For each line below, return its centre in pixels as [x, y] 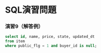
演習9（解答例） [24, 26]
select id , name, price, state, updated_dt [50, 37]
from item [15, 41]
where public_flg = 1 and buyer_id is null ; [51, 46]
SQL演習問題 [31, 10]
